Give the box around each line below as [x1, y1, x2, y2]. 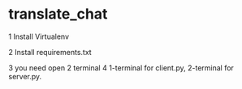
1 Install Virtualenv [8, 32, 70, 41]
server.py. [8, 71, 42, 81]
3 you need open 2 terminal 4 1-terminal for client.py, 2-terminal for [8, 62, 234, 73]
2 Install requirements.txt [8, 47, 92, 57]
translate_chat [8, 5, 108, 23]
